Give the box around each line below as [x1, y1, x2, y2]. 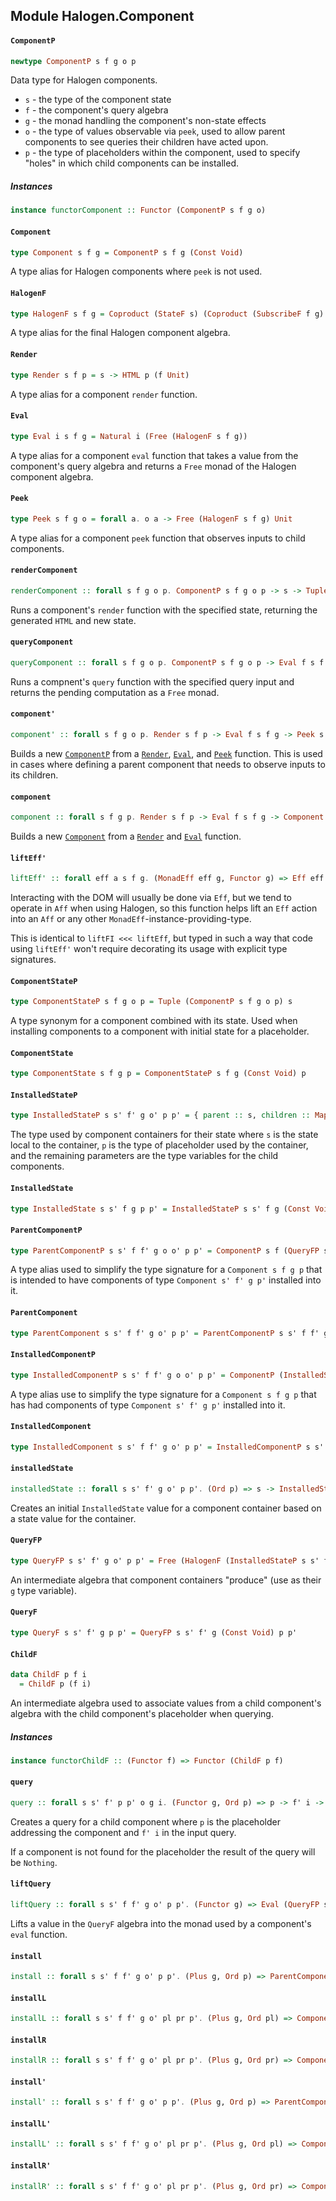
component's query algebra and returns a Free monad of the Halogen [10, 460, 297, 472]
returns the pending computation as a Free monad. [10, 686, 220, 698]
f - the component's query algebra [24, 104, 169, 116]
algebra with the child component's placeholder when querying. [10, 1707, 274, 1719]
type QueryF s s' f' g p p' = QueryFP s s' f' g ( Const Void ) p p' [10, 1628, 298, 1638]
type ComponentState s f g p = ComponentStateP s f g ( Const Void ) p [10, 1069, 307, 1079]
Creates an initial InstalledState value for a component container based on [10, 1502, 322, 1514]
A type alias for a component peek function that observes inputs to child [10, 532, 306, 544]
